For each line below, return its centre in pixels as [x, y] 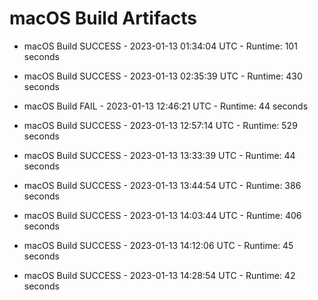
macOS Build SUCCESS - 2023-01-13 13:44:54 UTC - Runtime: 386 [162, 185]
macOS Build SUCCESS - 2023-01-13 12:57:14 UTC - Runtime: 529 [160, 125]
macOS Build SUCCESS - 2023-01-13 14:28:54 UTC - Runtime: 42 [159, 275]
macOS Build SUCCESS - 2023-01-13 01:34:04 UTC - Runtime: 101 [160, 46]
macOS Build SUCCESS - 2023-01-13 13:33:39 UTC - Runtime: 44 [159, 155]
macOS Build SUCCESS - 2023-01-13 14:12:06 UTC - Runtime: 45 [158, 245]
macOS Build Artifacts [103, 18]
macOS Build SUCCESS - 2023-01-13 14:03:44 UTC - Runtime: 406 [162, 215]
